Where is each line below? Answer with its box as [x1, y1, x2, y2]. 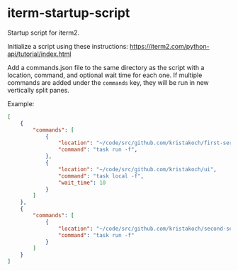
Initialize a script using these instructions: [7, 42, 129, 50]
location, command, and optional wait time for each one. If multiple [7, 71, 203, 79]
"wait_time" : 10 [57, 179, 106, 186]
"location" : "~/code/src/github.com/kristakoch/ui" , [57, 166, 217, 173]
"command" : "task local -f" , [57, 172, 144, 180]
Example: [7, 99, 35, 108]
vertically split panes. [7, 86, 69, 94]
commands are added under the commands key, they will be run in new [7, 78, 209, 86]
